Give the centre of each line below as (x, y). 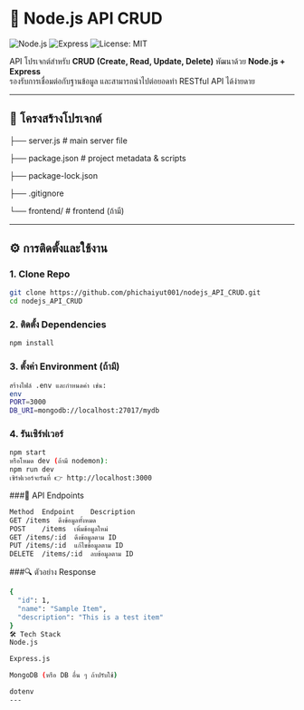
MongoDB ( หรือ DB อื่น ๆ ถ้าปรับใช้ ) (63, 676)
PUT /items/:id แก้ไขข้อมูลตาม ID (66, 546)
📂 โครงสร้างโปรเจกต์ (56, 118)
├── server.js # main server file (69, 141)
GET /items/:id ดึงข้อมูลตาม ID (63, 537)
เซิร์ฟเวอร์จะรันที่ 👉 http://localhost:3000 (81, 478)
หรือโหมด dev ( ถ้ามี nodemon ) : (59, 462)
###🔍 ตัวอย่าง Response (53, 572)
